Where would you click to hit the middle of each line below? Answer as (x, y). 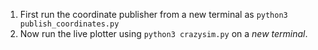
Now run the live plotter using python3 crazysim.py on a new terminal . (163, 33)
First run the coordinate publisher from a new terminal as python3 (153, 14)
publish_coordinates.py (69, 24)
